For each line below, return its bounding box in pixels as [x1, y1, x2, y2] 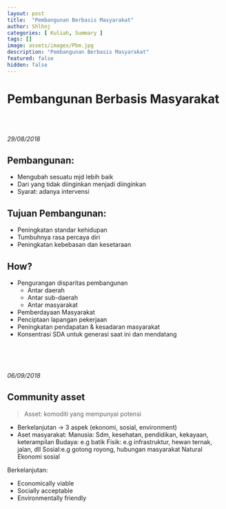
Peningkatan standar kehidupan [17, 226, 108, 234]
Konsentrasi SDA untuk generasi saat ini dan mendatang [17, 330, 177, 338]
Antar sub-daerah [27, 294, 78, 301]
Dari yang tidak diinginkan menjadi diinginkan [17, 180, 147, 188]
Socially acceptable [17, 486, 74, 495]
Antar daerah [27, 286, 65, 294]
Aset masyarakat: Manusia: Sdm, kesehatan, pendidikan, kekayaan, [17, 430, 209, 439]
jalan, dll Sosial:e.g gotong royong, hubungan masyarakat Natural [17, 445, 203, 453]
